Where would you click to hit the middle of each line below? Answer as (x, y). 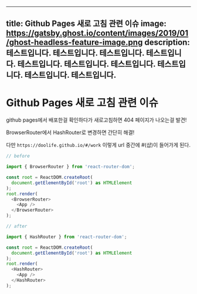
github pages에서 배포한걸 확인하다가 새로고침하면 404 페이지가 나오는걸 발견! (96, 120)
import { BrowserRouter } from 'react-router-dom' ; (70, 167)
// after (17, 226)
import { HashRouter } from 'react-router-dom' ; (67, 237)
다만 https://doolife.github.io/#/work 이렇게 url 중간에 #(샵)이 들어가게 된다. (98, 145)
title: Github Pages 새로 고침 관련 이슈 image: (86, 24)
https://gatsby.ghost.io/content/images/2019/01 (97, 33)
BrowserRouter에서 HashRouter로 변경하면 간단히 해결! (70, 132)
